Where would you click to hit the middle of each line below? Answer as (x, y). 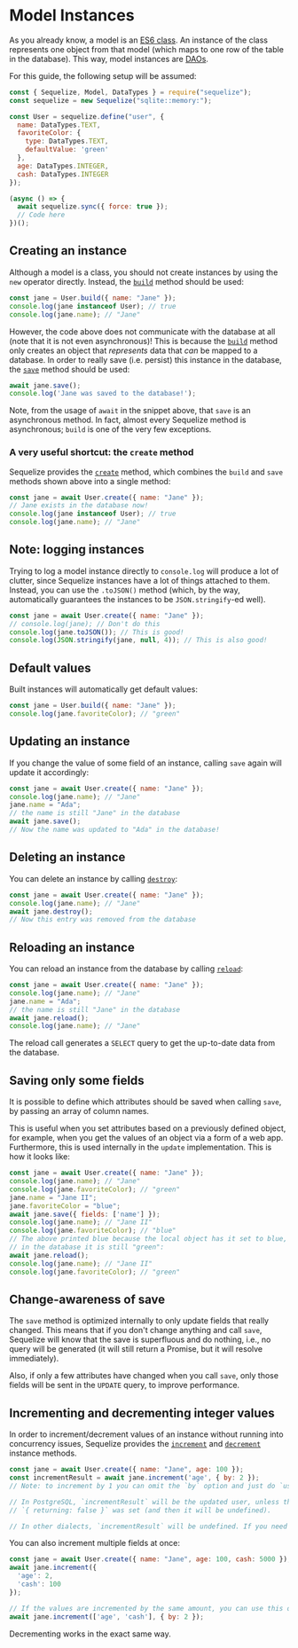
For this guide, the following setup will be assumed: (103, 75)
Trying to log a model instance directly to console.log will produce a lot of (144, 571)
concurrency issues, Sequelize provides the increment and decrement (135, 1444)
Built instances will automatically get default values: (103, 689)
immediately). (34, 1359)
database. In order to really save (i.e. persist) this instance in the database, (145, 359)
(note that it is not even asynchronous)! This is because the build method (143, 341)
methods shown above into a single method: (90, 481)
